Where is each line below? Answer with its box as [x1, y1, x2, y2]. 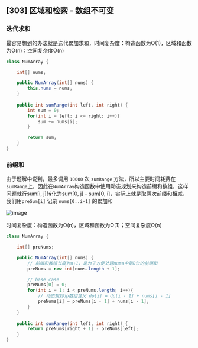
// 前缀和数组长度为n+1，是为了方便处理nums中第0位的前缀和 [27, 260, 158, 266]
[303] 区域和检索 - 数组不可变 [6, 5, 114, 16]
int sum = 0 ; [27, 107, 60, 114]
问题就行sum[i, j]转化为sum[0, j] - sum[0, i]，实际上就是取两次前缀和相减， [6, 190, 188, 197]
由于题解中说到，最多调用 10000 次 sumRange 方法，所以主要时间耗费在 [6, 175, 176, 182]
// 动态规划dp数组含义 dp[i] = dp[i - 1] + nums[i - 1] [37, 293, 171, 299]
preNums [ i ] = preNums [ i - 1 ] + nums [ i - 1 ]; [37, 298, 150, 305]
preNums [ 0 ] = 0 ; [27, 282, 67, 288]
